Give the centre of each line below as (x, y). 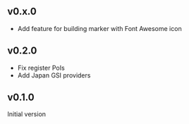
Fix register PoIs (41, 68)
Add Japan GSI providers (54, 75)
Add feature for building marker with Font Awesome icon (99, 28)
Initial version (27, 114)
